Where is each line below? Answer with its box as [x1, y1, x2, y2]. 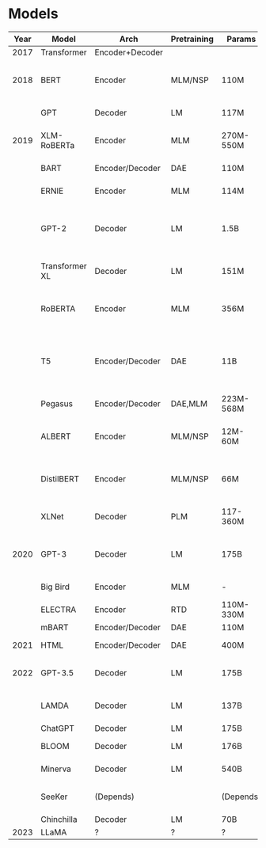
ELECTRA [40, 603, 77, 614]
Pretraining [170, 33, 214, 44]
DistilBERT [40, 473, 80, 484]
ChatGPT [40, 722, 75, 733]
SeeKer [40, 791, 68, 802]
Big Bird [40, 581, 70, 592]
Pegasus [40, 397, 74, 409]
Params [226, 33, 256, 44]
